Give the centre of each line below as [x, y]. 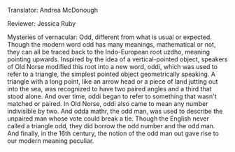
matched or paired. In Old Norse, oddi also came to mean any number [108, 104]
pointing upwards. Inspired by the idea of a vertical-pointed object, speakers [117, 59]
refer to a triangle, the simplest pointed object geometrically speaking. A [111, 74]
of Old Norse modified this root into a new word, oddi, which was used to [113, 67]
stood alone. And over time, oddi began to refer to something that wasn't [112, 96]
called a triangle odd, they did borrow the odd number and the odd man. [111, 126]
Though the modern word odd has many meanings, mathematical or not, [112, 44]
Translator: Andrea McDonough [52, 10]
